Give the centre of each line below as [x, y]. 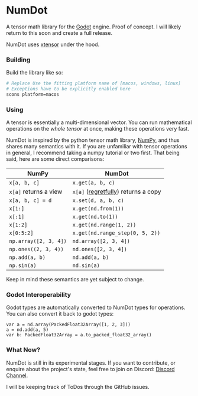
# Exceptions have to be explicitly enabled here [69, 89]
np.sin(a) [23, 266]
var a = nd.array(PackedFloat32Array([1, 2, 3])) [69, 325]
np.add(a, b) [27, 257]
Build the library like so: [35, 73]
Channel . [17, 375]
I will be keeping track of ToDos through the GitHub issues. [78, 387]
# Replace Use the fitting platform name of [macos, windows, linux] [94, 83]
